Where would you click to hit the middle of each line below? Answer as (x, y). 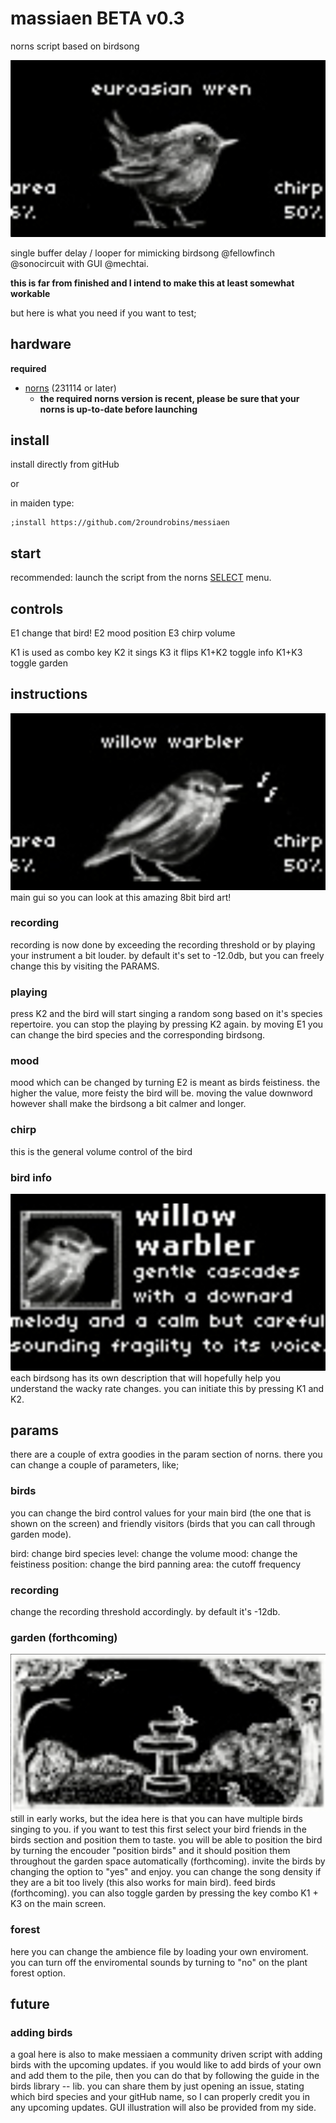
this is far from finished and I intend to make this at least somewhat (152, 283)
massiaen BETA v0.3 (97, 18)
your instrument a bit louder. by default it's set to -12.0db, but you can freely (167, 955)
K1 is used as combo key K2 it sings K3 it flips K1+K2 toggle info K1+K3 (156, 652)
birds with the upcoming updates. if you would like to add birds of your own (166, 2065)
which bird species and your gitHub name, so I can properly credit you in (160, 2097)
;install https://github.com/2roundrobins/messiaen (120, 523)
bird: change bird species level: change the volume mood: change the (154, 1553)
